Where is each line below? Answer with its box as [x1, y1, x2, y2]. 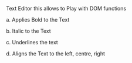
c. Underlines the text [6, 39, 59, 45]
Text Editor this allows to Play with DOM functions [6, 5, 127, 12]
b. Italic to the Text [6, 27, 51, 34]
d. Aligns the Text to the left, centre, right [6, 50, 106, 57]
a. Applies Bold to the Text [6, 16, 70, 23]
